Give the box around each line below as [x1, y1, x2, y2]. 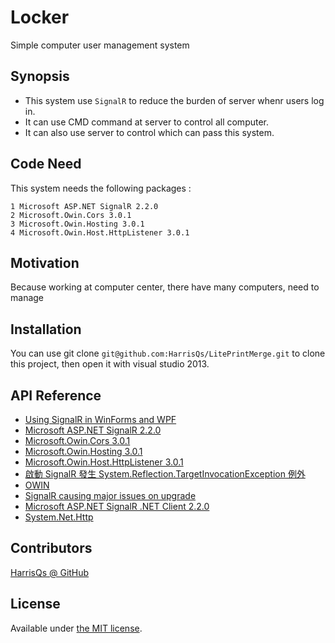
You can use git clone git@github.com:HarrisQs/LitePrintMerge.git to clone [10, 347, 326, 360]
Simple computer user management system [10, 39, 190, 51]
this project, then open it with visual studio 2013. [10, 358, 210, 370]
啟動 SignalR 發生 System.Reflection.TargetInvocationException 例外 [24, 468, 306, 480]
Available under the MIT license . [10, 622, 143, 634]
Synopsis [10, 68, 70, 85]
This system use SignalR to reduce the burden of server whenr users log [24, 94, 325, 106]
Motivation [10, 254, 80, 271]
